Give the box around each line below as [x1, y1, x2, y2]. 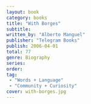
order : [6, 65, 23, 72]
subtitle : [6, 26, 32, 32]
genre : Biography [6, 54, 50, 61]
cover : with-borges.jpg [6, 89, 67, 95]
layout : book [6, 9, 39, 15]
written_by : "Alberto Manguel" [6, 32, 86, 38]
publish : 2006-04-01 [6, 43, 59, 50]
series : [6, 60, 26, 66]
